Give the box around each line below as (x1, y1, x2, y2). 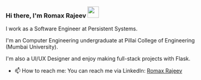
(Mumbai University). (5, 43, 58, 51)
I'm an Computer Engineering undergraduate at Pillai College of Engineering (5, 37, 195, 44)
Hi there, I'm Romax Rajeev (5, 11, 87, 19)
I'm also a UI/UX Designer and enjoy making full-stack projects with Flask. (5, 55, 191, 62)
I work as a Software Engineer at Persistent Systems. (5, 25, 137, 33)
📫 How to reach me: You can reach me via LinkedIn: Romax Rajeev (14, 67, 183, 75)
